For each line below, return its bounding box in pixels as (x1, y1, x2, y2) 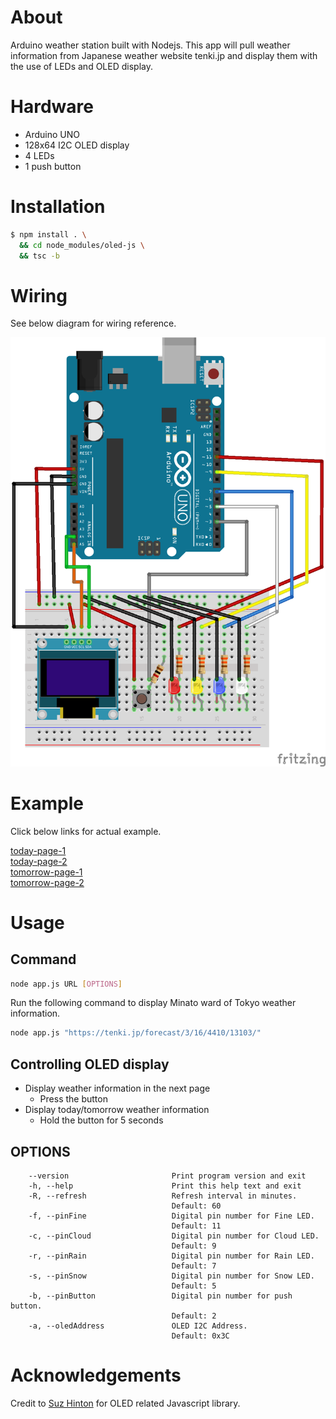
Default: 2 (171, 1311, 217, 1321)
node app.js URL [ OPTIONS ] (10, 979, 123, 989)
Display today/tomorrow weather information (24, 1104, 210, 1116)
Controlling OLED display (10, 1056, 170, 1073)
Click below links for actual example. (10, 825, 162, 837)
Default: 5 (171, 1281, 217, 1291)
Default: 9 (171, 1241, 217, 1251)
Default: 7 (171, 1261, 217, 1271)
